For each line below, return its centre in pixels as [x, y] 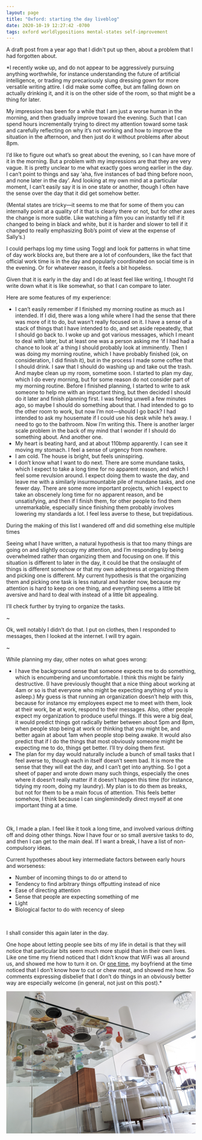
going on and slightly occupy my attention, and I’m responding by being [95, 550]
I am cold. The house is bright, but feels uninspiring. [79, 456]
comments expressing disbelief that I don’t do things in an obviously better [99, 977]
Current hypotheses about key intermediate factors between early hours [96, 860]
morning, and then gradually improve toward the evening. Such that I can [96, 118]
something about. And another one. [59, 437]
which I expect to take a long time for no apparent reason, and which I [101, 469]
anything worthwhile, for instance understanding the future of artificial [93, 74]
